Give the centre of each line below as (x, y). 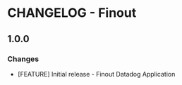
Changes (23, 59)
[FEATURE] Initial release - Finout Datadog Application (96, 74)
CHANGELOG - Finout (72, 13)
